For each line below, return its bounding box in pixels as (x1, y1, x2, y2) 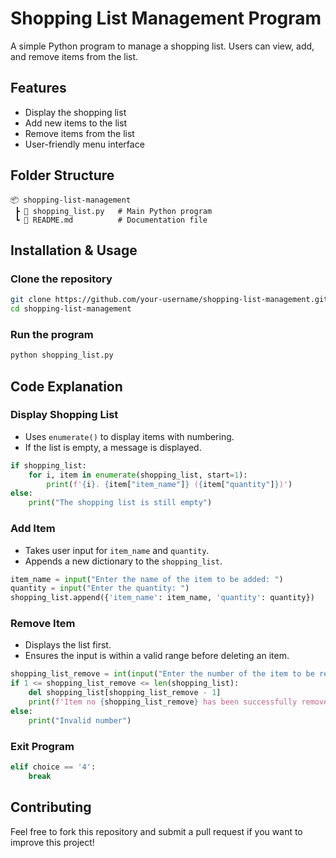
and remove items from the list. (10, 50, 139, 62)
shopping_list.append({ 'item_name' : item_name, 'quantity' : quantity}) (10, 593, 315, 603)
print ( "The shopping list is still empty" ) (28, 498, 213, 508)
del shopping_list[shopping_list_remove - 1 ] (28, 688, 222, 698)
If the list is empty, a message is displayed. (24, 441, 202, 453)
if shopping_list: (10, 460, 87, 471)
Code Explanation (10, 378, 123, 395)
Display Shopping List (10, 408, 119, 422)
